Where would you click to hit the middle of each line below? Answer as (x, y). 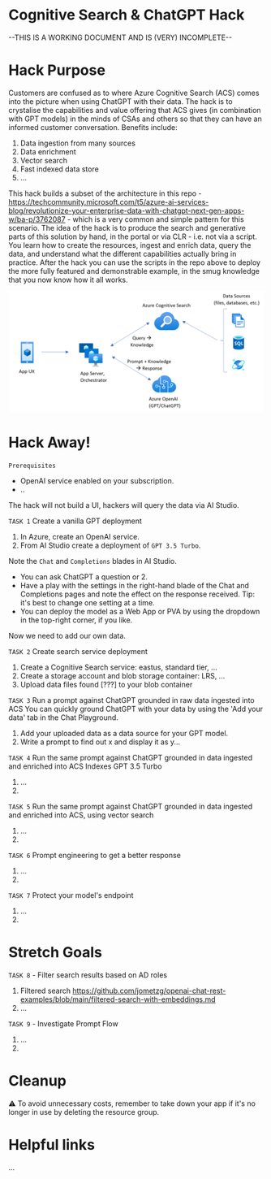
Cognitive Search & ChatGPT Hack (127, 15)
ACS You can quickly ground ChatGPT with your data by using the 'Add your (136, 709)
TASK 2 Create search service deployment (78, 652)
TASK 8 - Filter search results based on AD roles (88, 975)
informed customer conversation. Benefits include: (93, 127)
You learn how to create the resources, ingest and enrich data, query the (130, 245)
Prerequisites (32, 466)
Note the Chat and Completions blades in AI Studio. (92, 561)
